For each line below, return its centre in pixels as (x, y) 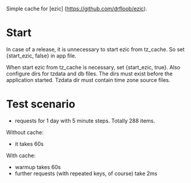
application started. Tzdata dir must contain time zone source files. (88, 80)
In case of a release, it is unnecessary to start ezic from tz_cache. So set (95, 49)
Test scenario (41, 104)
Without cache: (25, 132)
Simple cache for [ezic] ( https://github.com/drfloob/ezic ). (77, 9)
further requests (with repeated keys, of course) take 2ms (86, 173)
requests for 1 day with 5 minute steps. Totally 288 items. (85, 121)
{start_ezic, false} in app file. (41, 56)
